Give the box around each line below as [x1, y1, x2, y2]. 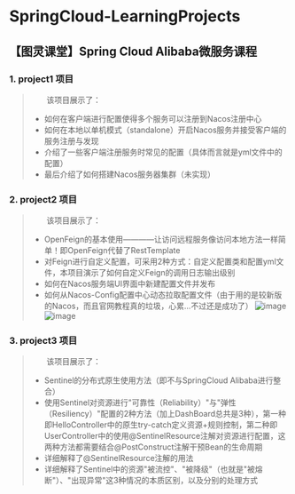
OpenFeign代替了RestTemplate [67, 245, 181, 256]
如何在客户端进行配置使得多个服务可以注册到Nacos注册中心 [43, 113, 262, 123]
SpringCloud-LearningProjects [9, 6, 241, 27]
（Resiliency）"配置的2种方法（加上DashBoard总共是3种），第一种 [43, 409, 286, 419]
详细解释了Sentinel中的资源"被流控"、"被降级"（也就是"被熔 [43, 464, 263, 474]
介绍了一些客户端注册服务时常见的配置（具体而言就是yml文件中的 [43, 147, 283, 157]
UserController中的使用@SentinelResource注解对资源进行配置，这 [43, 431, 286, 442]
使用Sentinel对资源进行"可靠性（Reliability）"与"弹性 [43, 397, 237, 408]
